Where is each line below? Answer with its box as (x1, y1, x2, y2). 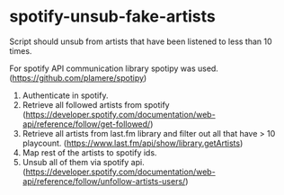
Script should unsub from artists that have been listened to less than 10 (9, 36, 272, 47)
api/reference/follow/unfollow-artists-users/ (22, 175, 186, 186)
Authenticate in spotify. (22, 90, 109, 101)
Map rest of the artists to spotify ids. (22, 146, 157, 158)
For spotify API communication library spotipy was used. (9, 63, 218, 74)
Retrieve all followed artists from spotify (22, 99, 170, 110)
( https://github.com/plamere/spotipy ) (9, 72, 147, 83)
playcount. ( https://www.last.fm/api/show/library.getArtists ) (22, 137, 244, 148)
